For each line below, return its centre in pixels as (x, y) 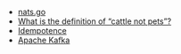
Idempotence (42, 31)
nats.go (32, 12)
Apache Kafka (44, 40)
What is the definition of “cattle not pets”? (95, 21)
